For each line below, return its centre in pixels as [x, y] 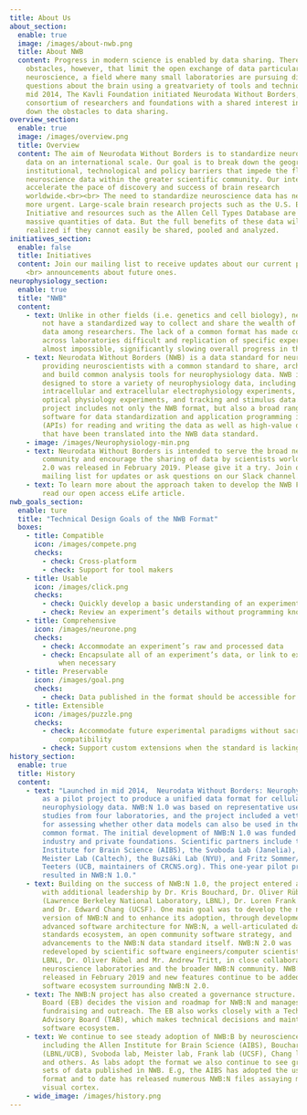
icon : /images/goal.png [79, 680]
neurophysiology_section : [58, 281]
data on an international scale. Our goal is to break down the [151, 162]
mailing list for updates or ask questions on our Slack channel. [171, 477]
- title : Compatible [65, 536]
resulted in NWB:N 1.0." [90, 876]
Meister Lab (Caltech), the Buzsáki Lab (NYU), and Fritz [155, 858]
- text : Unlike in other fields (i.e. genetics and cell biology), [157, 315]
